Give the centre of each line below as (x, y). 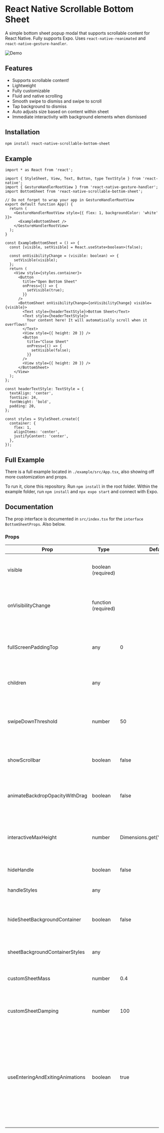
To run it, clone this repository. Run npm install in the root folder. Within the (81, 486)
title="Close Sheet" (48, 342)
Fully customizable (31, 91)
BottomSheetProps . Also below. (35, 524)
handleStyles (22, 890)
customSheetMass (29, 978)
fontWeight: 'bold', (30, 402)
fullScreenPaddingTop (33, 647)
